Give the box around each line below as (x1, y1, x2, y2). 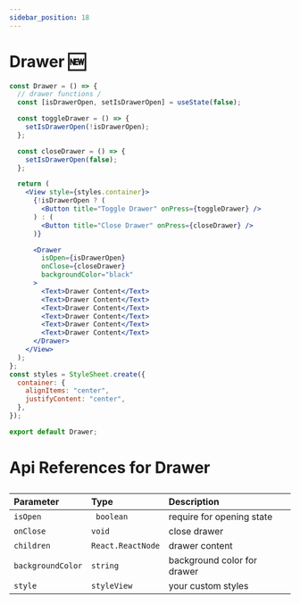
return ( (17, 179, 50, 188)
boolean (95, 512, 129, 522)
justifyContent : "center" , (25, 394, 126, 404)
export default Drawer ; (9, 427, 98, 436)
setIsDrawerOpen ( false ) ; (25, 155, 118, 164)
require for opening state (168, 510, 273, 523)
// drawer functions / (17, 90, 102, 99)
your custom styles (168, 580, 249, 592)
